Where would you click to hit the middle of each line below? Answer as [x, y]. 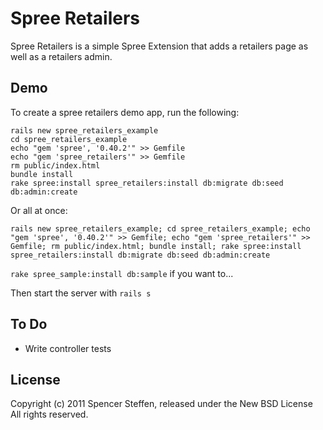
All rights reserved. [49, 414]
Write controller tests [68, 348]
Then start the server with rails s [81, 293]
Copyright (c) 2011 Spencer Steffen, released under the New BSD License [161, 404]
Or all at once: [39, 210]
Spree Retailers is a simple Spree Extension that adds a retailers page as [159, 46]
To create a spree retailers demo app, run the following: [125, 112]
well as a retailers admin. [61, 56]
